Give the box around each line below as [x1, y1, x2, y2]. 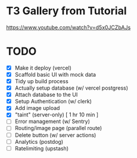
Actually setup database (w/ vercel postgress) [14, 84, 129, 91]
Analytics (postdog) [14, 138, 64, 145]
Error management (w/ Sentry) [14, 118, 91, 125]
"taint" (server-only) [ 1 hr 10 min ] [14, 111, 99, 118]
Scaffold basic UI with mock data [14, 71, 96, 78]
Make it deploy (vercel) [14, 64, 71, 71]
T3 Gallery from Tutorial [6, 4, 127, 18]
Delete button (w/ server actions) [14, 131, 96, 138]
